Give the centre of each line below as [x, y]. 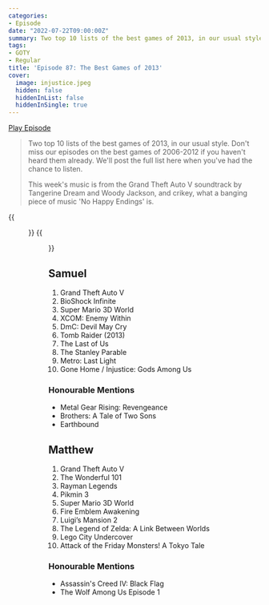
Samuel [68, 273]
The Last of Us [84, 343]
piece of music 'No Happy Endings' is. [91, 202]
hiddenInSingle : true [52, 105]
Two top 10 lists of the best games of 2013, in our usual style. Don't [139, 143]
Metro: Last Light [88, 361]
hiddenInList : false [50, 98]
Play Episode [30, 128]
